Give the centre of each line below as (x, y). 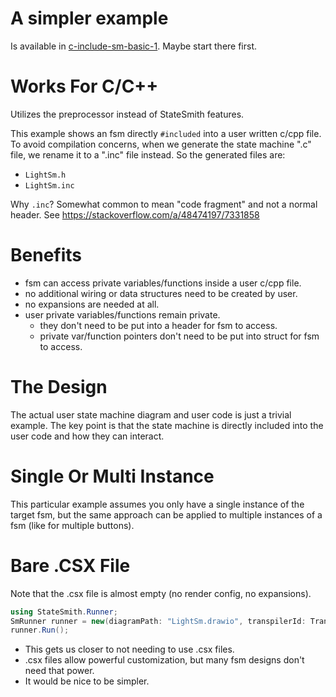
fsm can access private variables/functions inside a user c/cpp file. (163, 283)
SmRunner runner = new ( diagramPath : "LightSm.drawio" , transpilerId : (158, 621)
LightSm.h (45, 175)
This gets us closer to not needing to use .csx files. (129, 649)
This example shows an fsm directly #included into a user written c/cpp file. (166, 133)
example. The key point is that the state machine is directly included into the (167, 425)
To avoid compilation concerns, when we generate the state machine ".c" (161, 144)
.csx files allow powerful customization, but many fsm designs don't (164, 660)
